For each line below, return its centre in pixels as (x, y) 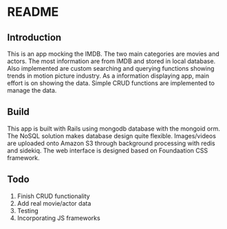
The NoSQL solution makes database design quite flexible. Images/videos (112, 135)
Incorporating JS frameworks (59, 218)
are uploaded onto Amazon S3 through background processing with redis (111, 143)
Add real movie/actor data (54, 203)
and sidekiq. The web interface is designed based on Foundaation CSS (108, 150)
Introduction (34, 37)
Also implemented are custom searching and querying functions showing (111, 68)
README (33, 12)
